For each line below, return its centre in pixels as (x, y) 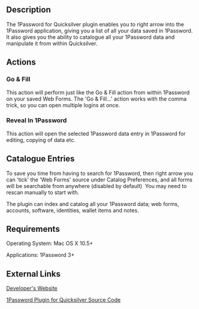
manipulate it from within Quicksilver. (52, 43)
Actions (21, 62)
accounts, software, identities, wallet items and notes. (73, 210)
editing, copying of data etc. (41, 140)
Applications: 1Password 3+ (40, 255)
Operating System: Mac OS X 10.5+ (50, 243)
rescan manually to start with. (43, 192)
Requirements (33, 229)
